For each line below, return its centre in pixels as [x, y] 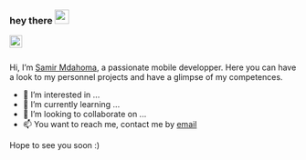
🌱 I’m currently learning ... [71, 105]
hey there [31, 20]
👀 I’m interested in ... [61, 95]
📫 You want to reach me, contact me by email [110, 125]
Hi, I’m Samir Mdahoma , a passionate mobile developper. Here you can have [153, 67]
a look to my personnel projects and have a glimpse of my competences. [146, 77]
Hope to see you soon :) [55, 145]
